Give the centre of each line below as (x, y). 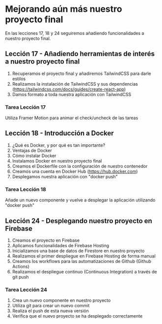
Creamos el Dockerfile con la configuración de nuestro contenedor (80, 166)
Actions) (21, 266)
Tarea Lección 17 (26, 107)
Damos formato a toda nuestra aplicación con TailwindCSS (72, 94)
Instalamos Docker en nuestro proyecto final (57, 161)
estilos (19, 79)
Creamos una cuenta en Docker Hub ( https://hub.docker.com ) (75, 171)
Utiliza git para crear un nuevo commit (51, 306)
